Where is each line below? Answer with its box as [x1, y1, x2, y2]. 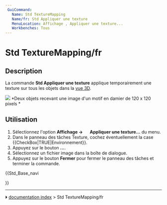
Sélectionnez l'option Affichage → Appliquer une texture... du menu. [12, 129, 161, 135]
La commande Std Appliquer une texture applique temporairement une [5, 80, 152, 86]
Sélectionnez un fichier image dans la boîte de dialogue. [12, 150, 128, 156]
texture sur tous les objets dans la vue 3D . [5, 85, 91, 91]
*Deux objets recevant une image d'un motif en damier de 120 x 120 [11, 95, 151, 102]
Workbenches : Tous [11, 26, 50, 31]
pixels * [5, 101, 21, 107]
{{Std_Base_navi [5, 170, 39, 176]
